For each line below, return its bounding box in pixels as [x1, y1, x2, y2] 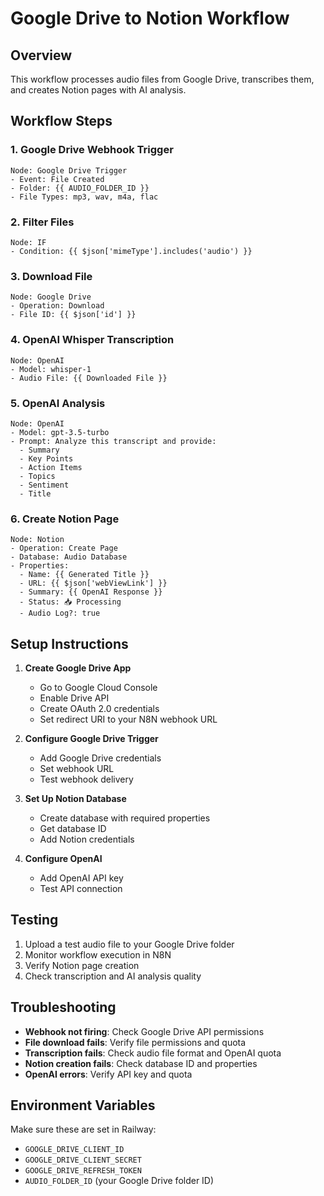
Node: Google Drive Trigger [10, 165, 128, 176]
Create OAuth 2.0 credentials [39, 702, 160, 714]
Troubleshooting [10, 999, 117, 1016]
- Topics [19, 471, 56, 481]
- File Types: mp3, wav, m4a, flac [10, 192, 159, 202]
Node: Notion [10, 535, 65, 545]
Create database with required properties [39, 812, 211, 824]
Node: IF [10, 237, 47, 247]
